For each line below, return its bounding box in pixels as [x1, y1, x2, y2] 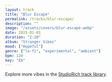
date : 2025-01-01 [5, 30, 41, 35]
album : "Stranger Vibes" [5, 40, 56, 44]
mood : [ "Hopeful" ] [5, 44, 43, 49]
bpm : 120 [5, 53, 23, 58]
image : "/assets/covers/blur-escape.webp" [5, 26, 94, 31]
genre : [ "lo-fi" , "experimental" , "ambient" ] [5, 48, 101, 53]
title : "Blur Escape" [5, 12, 50, 17]
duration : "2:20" [5, 35, 41, 40]
